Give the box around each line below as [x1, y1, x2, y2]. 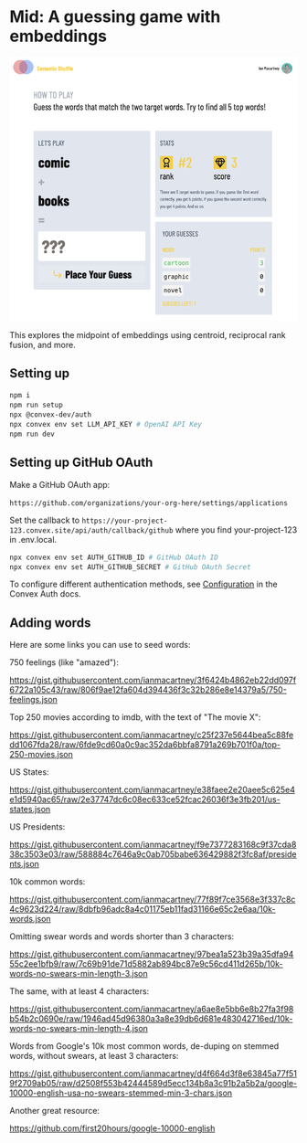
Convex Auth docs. [9, 588, 81, 599]
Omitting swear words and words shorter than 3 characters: [9, 931, 235, 942]
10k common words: [9, 876, 86, 887]
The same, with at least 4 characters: [9, 986, 150, 997]
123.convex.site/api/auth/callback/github [9, 525, 174, 535]
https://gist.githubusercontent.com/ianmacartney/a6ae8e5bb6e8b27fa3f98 [9, 1003, 294, 1015]
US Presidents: [9, 821, 66, 832]
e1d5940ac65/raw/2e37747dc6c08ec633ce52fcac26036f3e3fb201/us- [9, 794, 281, 805]
